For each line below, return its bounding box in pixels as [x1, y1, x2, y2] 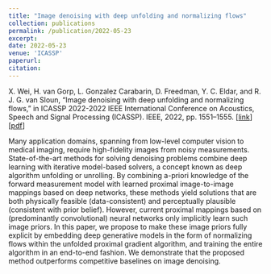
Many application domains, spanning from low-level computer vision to [8, 136, 244, 146]
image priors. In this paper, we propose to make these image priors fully [8, 222, 248, 231]
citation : [8, 64, 42, 73]
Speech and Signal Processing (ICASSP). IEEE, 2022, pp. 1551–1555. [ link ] [8, 112, 252, 122]
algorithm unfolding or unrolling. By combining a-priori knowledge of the [8, 170, 249, 180]
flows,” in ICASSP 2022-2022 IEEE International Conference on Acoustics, [8, 103, 255, 113]
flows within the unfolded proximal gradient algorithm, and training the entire [8, 239, 263, 248]
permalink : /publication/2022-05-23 [8, 27, 131, 35]
